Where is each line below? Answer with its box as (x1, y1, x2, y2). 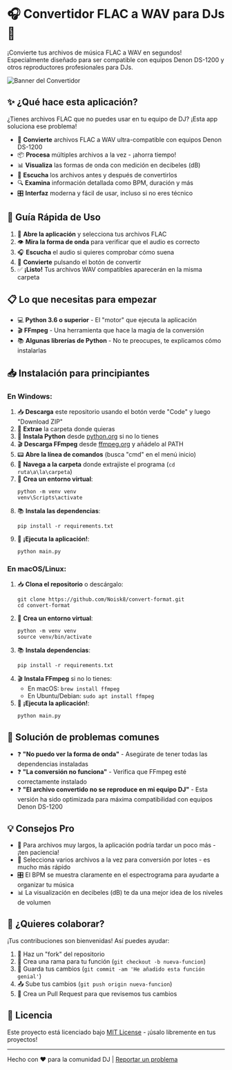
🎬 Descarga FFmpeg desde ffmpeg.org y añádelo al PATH (17, 440, 184, 448)
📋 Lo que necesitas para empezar (7, 293, 157, 305)
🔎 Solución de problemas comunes (7, 731, 160, 743)
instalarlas (17, 346, 47, 355)
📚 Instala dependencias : (17, 646, 91, 655)
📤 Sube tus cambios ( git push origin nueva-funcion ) (17, 980, 173, 988)
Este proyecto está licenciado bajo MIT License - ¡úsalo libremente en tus (7, 1028, 216, 1036)
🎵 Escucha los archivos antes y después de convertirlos (17, 170, 177, 179)
